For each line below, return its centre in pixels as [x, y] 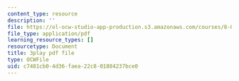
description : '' [31, 20]
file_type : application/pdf [49, 33]
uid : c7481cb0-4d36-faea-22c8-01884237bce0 [73, 66]
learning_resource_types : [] [51, 40]
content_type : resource [43, 14]
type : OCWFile [28, 60]
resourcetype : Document [43, 46]
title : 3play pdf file [41, 54]
